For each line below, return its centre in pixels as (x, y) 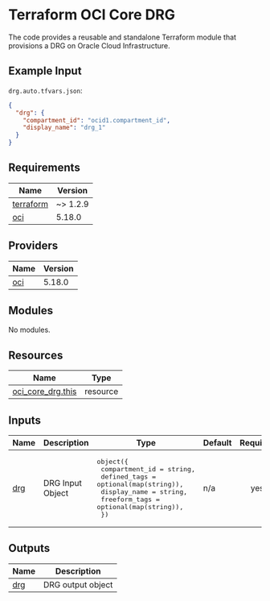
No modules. (29, 330)
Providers (33, 246)
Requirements (44, 168)
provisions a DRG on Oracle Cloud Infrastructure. (89, 45)
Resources (36, 355)
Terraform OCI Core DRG (92, 15)
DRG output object (78, 584)
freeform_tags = (130, 500)
